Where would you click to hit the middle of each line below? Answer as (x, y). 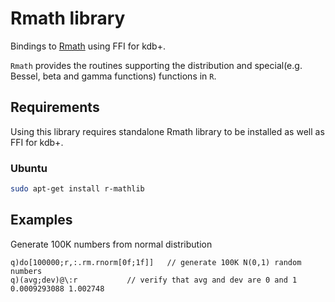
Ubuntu (29, 168)
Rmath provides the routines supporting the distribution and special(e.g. (156, 65)
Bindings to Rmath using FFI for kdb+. (88, 46)
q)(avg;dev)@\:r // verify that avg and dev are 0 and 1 (154, 280)
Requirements (55, 107)
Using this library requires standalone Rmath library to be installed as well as (167, 131)
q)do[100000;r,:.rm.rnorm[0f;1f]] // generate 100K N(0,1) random (156, 262)
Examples (41, 220)
